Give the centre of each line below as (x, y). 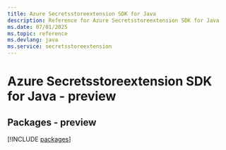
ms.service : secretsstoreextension (60, 46)
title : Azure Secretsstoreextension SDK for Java (82, 14)
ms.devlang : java (33, 40)
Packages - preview (52, 122)
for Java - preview (62, 96)
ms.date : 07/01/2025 (38, 27)
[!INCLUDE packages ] (39, 139)
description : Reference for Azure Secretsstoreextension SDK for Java (113, 20)
